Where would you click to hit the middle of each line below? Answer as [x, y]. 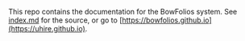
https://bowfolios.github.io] [167, 20]
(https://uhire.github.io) [47, 29]
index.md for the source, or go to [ [65, 20]
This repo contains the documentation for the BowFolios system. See [123, 12]
